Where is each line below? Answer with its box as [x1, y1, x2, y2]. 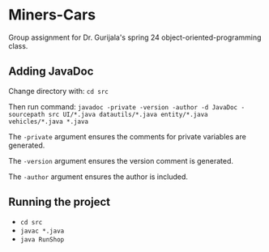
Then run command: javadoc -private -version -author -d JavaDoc [8, 101, 238, 111]
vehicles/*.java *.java [8, 117, 89, 126]
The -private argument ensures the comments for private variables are [8, 131, 247, 141]
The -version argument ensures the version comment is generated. [8, 156, 233, 165]
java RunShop [19, 235, 65, 244]
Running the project [8, 195, 111, 209]
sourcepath [8, 110, 45, 118]
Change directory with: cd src [8, 86, 109, 96]
